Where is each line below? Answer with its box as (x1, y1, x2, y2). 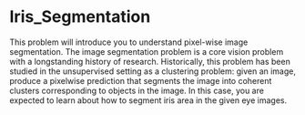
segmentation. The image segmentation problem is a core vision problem (9, 46, 284, 57)
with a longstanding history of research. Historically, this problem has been (9, 56, 291, 67)
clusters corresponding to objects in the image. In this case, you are (9, 85, 264, 96)
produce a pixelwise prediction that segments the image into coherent (9, 75, 272, 86)
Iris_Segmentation (9, 6, 151, 27)
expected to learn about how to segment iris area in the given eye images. (9, 94, 288, 106)
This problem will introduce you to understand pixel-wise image (9, 37, 249, 47)
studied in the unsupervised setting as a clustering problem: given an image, (9, 66, 297, 77)
